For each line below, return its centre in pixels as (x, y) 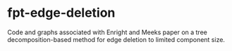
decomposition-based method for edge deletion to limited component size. (116, 39)
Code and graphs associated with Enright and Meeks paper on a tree (108, 32)
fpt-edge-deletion (61, 13)
